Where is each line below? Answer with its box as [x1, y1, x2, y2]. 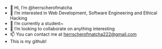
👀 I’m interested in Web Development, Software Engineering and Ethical [9, 10, 157, 16]
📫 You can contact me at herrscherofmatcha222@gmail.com [9, 31, 137, 37]
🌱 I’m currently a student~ [9, 20, 63, 26]
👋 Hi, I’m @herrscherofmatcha [9, 5, 72, 10]
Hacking [9, 15, 27, 21]
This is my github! [9, 39, 47, 44]
